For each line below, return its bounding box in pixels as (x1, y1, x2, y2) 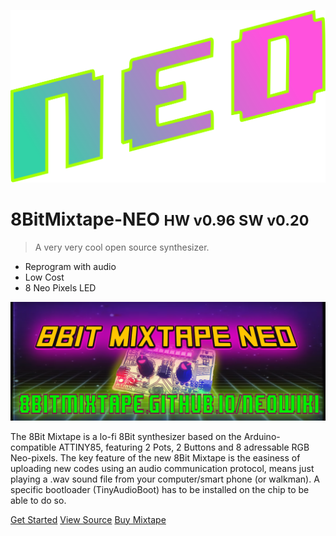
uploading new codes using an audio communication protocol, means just (10, 462, 315, 474)
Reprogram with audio (24, 261, 117, 273)
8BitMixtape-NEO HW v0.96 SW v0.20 (10, 208, 310, 231)
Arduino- (243, 430, 281, 442)
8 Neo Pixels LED (24, 282, 97, 294)
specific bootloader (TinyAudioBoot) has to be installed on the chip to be (10, 483, 310, 495)
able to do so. (10, 494, 67, 506)
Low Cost (24, 271, 65, 284)
